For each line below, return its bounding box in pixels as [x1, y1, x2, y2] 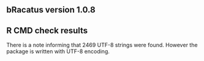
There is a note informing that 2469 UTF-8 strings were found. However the [6, 42, 198, 49]
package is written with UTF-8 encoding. [6, 48, 110, 55]
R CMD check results [6, 25, 88, 36]
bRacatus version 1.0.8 [6, 5, 96, 15]
